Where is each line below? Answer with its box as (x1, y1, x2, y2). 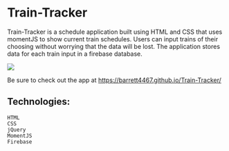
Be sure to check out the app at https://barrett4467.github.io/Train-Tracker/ (7, 76, 221, 84)
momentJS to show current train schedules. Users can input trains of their (7, 34, 219, 43)
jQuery (7, 126, 26, 133)
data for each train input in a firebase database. (7, 50, 143, 58)
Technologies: (7, 96, 71, 108)
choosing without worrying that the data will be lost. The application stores (7, 42, 220, 50)
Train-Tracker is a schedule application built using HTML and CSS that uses (7, 28, 223, 36)
